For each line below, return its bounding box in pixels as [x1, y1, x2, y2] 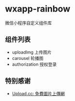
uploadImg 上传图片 [12, 49, 52, 55]
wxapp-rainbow [5, 3, 71, 14]
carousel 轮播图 [12, 55, 44, 61]
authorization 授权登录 [12, 61, 57, 67]
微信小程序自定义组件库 [5, 20, 52, 26]
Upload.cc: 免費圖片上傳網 [12, 90, 65, 96]
